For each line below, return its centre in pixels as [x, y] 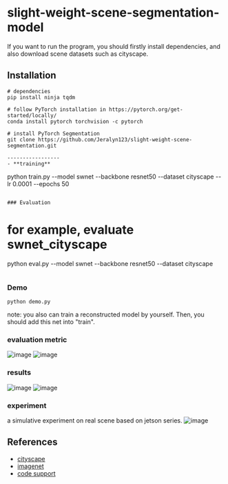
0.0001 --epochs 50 [41, 183]
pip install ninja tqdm [41, 97]
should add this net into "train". [51, 321]
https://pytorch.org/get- [146, 109]
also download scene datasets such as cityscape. [78, 54]
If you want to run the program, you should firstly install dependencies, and [114, 46]
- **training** [29, 163]
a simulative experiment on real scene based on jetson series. [95, 420]
